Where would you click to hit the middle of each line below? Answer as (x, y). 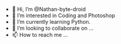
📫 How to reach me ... (40, 35)
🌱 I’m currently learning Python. (51, 22)
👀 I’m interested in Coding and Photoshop (64, 15)
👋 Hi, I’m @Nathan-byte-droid (49, 9)
